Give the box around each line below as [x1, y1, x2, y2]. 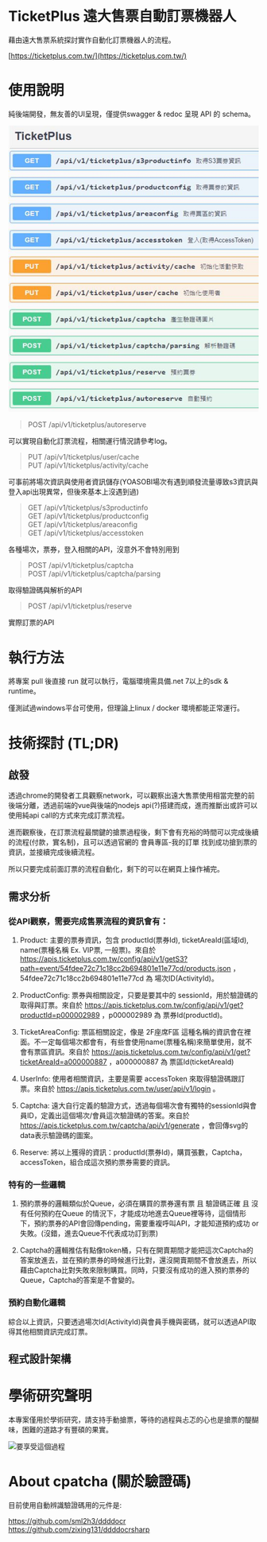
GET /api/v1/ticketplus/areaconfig [27, 520, 137, 530]
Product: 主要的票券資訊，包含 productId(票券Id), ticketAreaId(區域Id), [19, 935, 249, 945]
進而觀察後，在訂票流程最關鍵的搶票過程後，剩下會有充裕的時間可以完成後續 [8, 828, 259, 837]
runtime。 [8, 686, 41, 696]
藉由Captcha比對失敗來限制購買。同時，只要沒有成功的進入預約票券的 [19, 1265, 250, 1275]
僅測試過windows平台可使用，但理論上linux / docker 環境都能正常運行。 [8, 703, 245, 713]
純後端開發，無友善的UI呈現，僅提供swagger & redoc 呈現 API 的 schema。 [8, 109, 256, 118]
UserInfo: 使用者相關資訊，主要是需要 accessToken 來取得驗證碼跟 [19, 1074, 238, 1084]
